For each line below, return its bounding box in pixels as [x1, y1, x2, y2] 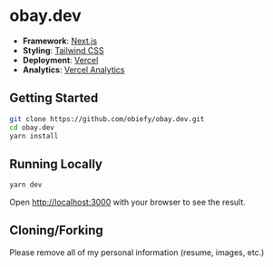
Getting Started [9, 91, 99, 106]
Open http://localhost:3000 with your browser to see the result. [9, 196, 247, 208]
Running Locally [9, 156, 102, 172]
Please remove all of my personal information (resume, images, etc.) [9, 246, 265, 258]
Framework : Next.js [22, 35, 98, 46]
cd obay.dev [9, 123, 54, 132]
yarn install [9, 131, 59, 140]
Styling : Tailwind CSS [22, 44, 104, 55]
